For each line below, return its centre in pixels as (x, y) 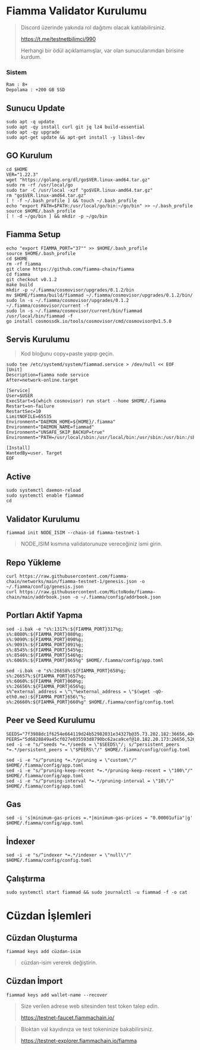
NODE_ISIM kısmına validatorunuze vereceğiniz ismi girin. (91, 544)
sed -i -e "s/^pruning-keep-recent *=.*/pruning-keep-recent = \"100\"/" (100, 770)
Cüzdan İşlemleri (49, 916)
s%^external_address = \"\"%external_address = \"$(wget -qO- (85, 691)
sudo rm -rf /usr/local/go (40, 185)
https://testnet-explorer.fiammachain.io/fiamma (79, 1040)
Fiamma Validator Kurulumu (76, 11)
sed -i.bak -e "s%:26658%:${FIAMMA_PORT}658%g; (66, 671)
